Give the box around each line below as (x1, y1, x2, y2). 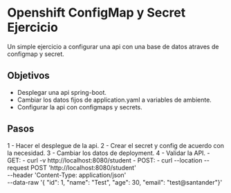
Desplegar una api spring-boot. (17, 88, 107, 96)
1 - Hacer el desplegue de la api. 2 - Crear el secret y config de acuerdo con (7, 141, 225, 149)
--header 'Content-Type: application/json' (7, 171, 127, 179)
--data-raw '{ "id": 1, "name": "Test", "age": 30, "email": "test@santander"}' (7, 178, 223, 186)
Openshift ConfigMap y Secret (7, 5, 186, 21)
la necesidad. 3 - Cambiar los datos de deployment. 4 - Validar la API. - (7, 149, 210, 157)
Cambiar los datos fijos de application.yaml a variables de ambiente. (17, 95, 212, 104)
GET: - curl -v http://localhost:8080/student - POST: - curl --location (7, 156, 203, 164)
